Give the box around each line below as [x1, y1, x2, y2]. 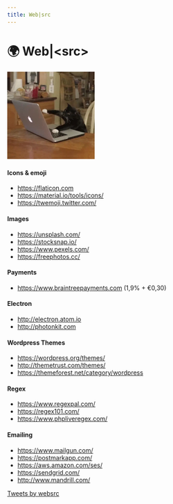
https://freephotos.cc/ [17, 252, 81, 261]
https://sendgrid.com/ [17, 468, 80, 476]
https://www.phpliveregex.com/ [17, 414, 108, 423]
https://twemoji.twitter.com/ [17, 199, 97, 207]
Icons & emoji [7, 168, 47, 177]
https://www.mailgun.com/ [17, 446, 93, 455]
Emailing [7, 430, 33, 439]
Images [7, 214, 29, 222]
